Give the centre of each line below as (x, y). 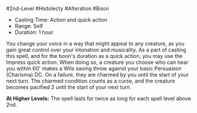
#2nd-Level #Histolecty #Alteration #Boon (58, 8)
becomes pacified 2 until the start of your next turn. (69, 87)
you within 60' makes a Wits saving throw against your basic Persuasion (94, 69)
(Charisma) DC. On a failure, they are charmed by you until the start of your (98, 75)
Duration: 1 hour (34, 32)
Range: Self (29, 26)
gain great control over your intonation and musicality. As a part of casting (96, 50)
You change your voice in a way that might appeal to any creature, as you (95, 44)
